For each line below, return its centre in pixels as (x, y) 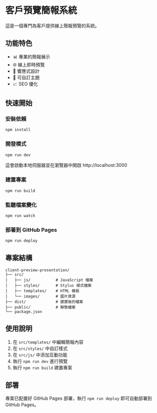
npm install (18, 130)
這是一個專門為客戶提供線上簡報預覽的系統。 (52, 26)
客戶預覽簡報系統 (41, 10)
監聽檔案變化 (21, 205)
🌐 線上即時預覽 (29, 64)
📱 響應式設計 (26, 71)
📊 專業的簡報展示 (31, 56)
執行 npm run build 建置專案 (42, 367)
